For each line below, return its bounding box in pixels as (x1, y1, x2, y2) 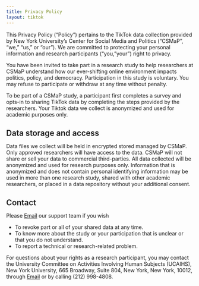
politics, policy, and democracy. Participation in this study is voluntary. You (6, 74, 189, 81)
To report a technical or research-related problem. (14, 243, 138, 250)
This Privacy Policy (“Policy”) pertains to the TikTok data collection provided (6, 31, 192, 38)
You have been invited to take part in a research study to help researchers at (6, 61, 194, 68)
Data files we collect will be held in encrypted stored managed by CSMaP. (6, 142, 187, 149)
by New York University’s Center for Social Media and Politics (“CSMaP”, (6, 37, 184, 45)
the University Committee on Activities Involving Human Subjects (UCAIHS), (6, 260, 192, 268)
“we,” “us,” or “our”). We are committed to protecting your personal (6, 43, 170, 51)
